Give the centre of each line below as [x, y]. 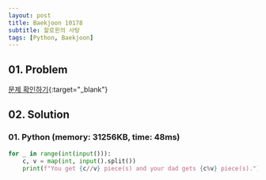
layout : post [30, 15]
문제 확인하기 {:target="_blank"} [58, 90]
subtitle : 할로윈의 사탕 [44, 30]
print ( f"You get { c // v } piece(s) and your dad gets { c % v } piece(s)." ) [141, 168]
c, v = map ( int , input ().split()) [79, 161]
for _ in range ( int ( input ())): [60, 154]
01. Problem [38, 69]
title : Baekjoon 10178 [46, 23]
